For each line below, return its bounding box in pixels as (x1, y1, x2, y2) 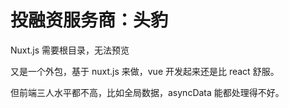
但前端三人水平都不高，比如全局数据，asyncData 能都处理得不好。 (10, 86, 285, 98)
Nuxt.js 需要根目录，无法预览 (10, 44, 130, 56)
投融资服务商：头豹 (10, 9, 169, 32)
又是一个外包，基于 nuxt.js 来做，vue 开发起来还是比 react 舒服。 (10, 65, 280, 77)
